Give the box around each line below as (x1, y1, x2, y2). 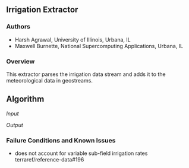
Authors (6, 23, 31, 31)
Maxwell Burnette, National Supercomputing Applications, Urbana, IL (14, 42, 183, 49)
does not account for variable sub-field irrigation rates (14, 150, 148, 157)
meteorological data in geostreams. (6, 77, 93, 84)
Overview (6, 57, 35, 65)
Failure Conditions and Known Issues (6, 136, 116, 144)
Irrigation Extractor (6, 5, 78, 15)
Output (6, 121, 24, 128)
